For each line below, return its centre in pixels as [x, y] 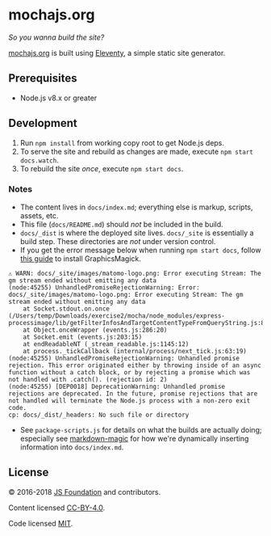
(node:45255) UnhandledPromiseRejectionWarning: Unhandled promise [124, 358]
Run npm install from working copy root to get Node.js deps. [122, 142]
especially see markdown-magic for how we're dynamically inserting [134, 438]
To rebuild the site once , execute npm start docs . [102, 168]
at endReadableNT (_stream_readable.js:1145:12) [106, 344]
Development [43, 123]
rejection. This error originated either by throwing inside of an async [135, 365]
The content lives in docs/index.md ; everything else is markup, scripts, [136, 207]
